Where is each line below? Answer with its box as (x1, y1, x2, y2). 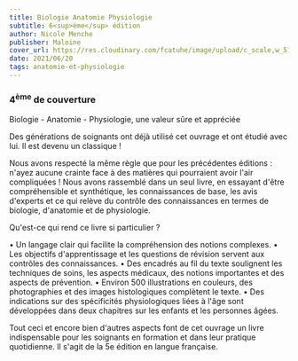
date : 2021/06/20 (9, 54, 74, 63)
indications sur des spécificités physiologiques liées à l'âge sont (9, 295, 244, 306)
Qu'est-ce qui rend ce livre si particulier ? (9, 222, 161, 232)
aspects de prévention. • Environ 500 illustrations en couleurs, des (9, 277, 253, 287)
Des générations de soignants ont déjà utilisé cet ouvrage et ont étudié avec (9, 130, 288, 142)
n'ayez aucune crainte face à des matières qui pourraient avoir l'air (9, 167, 254, 177)
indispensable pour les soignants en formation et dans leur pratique (9, 332, 256, 342)
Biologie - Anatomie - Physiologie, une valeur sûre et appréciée (9, 114, 241, 124)
